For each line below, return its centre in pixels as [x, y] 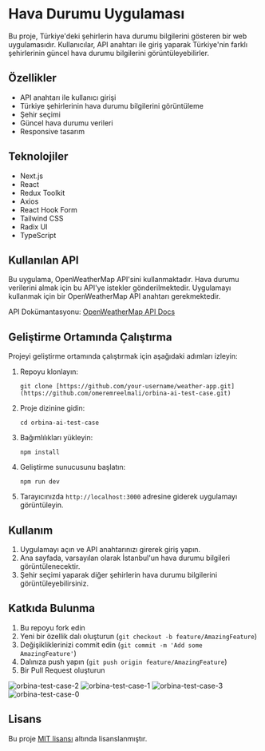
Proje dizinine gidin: [52, 408]
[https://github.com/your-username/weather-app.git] [145, 387]
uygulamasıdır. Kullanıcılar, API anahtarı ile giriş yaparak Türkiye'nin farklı [128, 44]
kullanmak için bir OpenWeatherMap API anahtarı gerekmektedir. [115, 296]
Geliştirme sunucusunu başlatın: [73, 467]
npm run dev [40, 482]
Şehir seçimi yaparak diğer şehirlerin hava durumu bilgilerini [119, 575]
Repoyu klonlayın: [49, 372]
